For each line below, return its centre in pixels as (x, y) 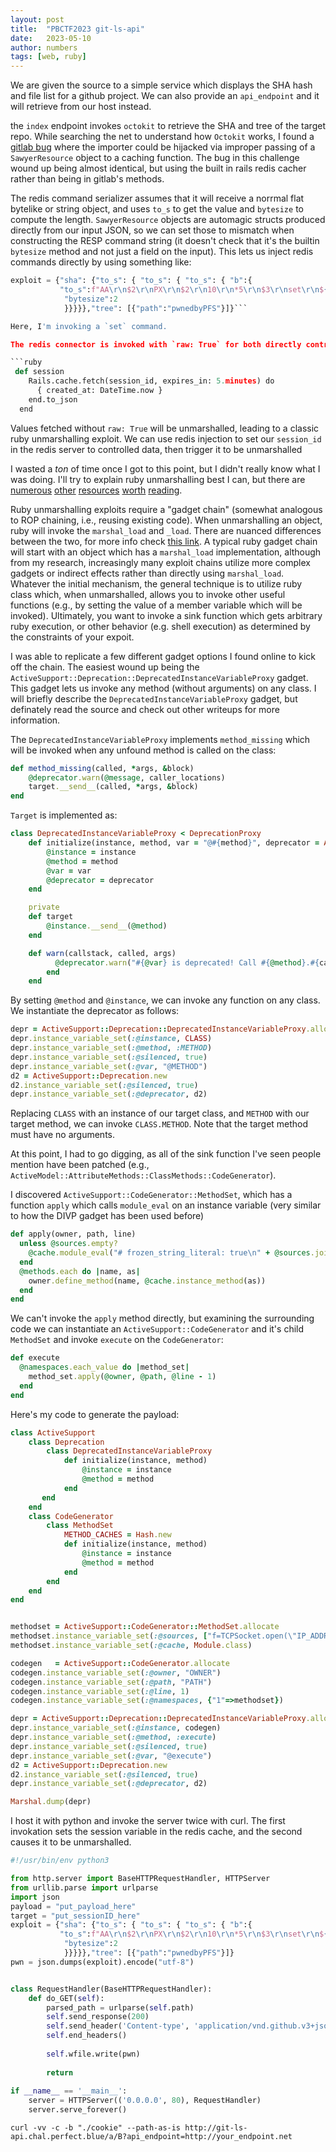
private (44, 907)
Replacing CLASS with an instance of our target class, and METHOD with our (160, 1113)
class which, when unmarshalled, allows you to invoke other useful (148, 594)
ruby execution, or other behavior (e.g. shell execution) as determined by (160, 626)
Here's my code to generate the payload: (95, 1414)
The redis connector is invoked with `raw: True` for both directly (156, 344)
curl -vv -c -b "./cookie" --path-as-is (96, 2128)
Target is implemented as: (64, 815)
